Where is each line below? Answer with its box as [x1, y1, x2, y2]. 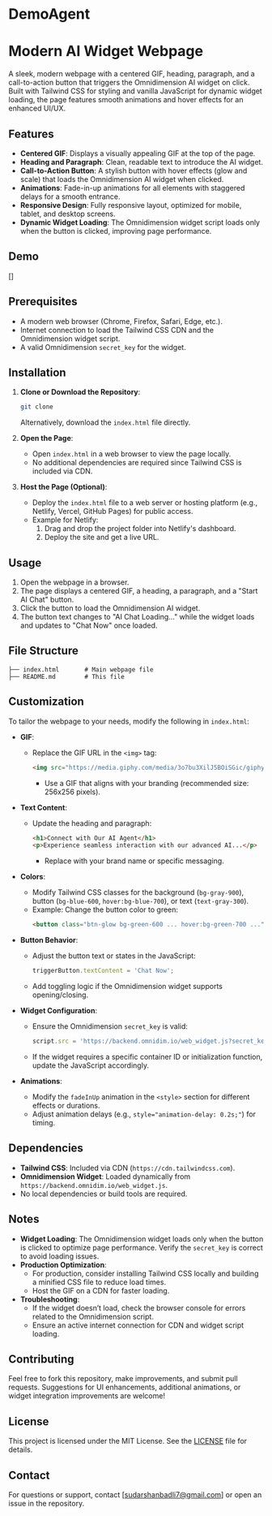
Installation [8, 365, 66, 379]
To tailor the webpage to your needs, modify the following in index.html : [8, 716, 249, 726]
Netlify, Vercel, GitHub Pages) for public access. [32, 507, 193, 516]
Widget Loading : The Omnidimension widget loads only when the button [19, 1233, 264, 1243]
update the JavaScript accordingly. [32, 1060, 150, 1070]
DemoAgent [8, 5, 91, 24]
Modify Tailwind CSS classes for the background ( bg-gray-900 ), [32, 888, 244, 897]
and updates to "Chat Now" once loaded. [19, 620, 158, 630]
